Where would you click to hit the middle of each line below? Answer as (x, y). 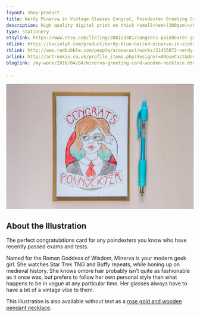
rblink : (16, 51)
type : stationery (28, 32)
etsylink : (18, 38)
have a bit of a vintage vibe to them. (50, 290)
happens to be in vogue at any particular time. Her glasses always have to (97, 284)
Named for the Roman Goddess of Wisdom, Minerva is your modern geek (96, 258)
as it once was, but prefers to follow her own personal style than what (92, 277)
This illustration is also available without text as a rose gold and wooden (94, 301)
